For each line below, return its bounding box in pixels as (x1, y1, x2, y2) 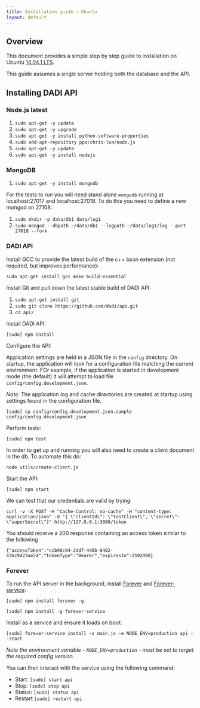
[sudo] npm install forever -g (6, 598, 84, 604)
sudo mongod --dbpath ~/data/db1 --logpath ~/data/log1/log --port (14, 223, 186, 229)
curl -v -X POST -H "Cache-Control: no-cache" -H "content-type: (6, 508, 172, 515)
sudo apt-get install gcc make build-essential (6, 274, 127, 279)
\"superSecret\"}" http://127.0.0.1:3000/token (6, 519, 127, 525)
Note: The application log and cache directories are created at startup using (6, 390, 193, 398)
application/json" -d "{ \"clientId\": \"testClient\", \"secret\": (6, 513, 180, 519)
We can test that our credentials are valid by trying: (6, 497, 133, 504)
